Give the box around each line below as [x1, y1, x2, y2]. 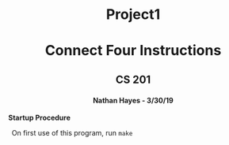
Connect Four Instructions [44, 42, 222, 60]
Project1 [105, 6, 161, 24]
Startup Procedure [8, 113, 71, 123]
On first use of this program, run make [11, 128, 133, 138]
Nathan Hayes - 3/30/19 [92, 95, 174, 105]
